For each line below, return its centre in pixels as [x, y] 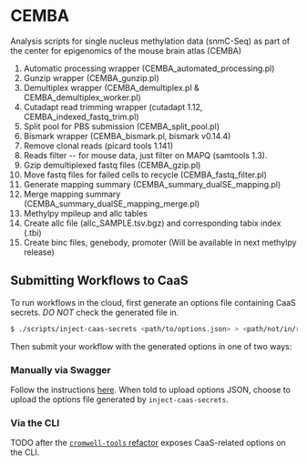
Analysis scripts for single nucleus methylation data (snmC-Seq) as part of [150, 41]
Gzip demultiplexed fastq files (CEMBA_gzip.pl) [112, 165]
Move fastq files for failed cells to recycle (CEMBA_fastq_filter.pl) [145, 175]
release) [39, 252]
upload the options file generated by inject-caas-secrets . [119, 399]
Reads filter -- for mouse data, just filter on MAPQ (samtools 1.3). [145, 155]
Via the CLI [35, 422]
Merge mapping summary [72, 194]
